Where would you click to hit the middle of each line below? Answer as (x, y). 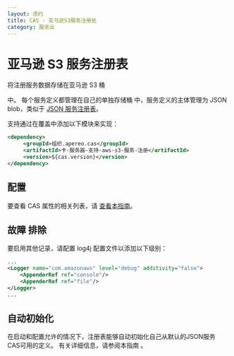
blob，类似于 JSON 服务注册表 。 (55, 109)
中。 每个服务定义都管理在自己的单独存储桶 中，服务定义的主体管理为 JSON (117, 100)
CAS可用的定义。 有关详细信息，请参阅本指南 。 (77, 345)
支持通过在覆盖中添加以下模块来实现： (63, 124)
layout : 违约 (25, 14)
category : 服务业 (31, 27)
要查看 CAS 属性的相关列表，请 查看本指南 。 (72, 206)
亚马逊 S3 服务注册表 (68, 64)
